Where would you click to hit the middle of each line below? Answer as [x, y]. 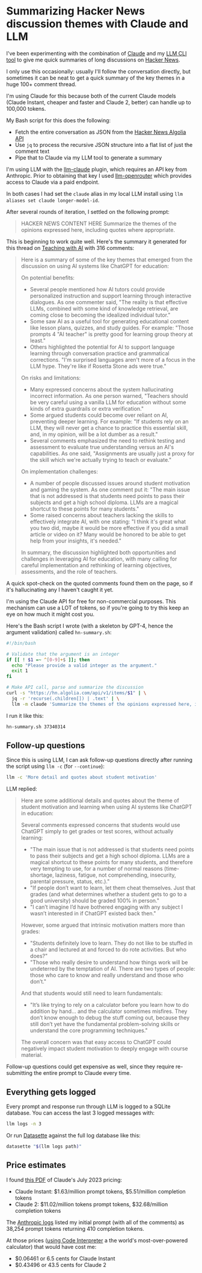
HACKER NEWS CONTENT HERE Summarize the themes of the [99, 223]
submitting [20, 1073]
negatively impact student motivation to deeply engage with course [104, 1048]
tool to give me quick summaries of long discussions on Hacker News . [93, 60]
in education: [37, 814]
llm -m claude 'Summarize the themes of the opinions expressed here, [102, 704]
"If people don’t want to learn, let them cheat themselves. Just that [112, 888]
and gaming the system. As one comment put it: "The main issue [110, 490]
